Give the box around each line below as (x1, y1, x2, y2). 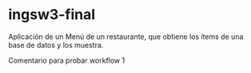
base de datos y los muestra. (8, 40, 104, 49)
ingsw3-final (8, 6, 96, 24)
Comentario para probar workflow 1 (8, 56, 125, 65)
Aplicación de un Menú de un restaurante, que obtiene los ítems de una (8, 32, 244, 41)
